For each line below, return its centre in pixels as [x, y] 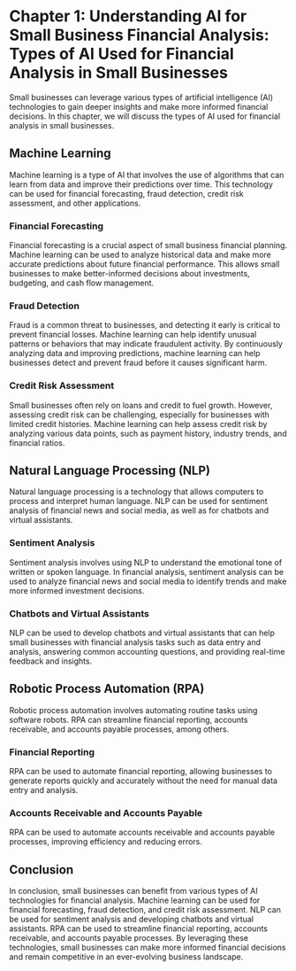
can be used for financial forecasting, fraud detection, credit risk [127, 193]
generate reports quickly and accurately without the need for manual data [144, 781]
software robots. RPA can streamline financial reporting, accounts [129, 719]
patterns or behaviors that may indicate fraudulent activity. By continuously [146, 344]
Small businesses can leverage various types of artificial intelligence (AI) [141, 97]
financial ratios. [37, 443]
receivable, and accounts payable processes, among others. [119, 729]
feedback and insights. [51, 661]
